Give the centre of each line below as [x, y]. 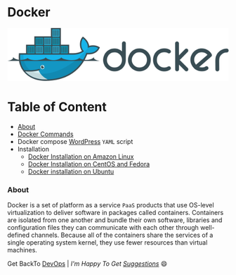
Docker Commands [45, 134]
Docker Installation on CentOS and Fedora [89, 164]
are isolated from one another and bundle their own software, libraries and [115, 220]
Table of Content [57, 107]
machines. [22, 250]
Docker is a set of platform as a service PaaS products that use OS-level [111, 204]
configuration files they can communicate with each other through [103, 227]
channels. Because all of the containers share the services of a [122, 235]
